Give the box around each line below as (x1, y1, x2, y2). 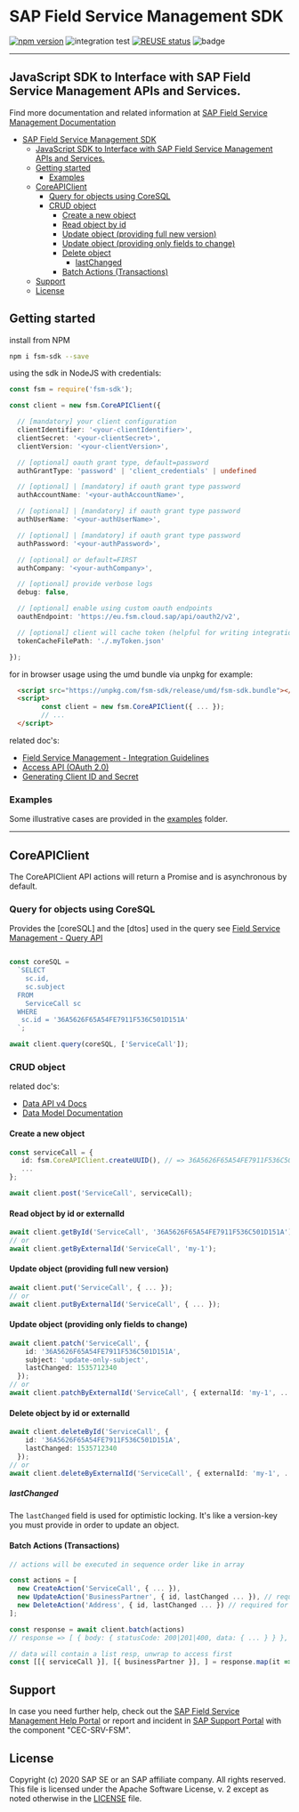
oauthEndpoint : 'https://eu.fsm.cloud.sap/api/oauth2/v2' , (17, 612, 241, 622)
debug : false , (17, 588, 69, 597)
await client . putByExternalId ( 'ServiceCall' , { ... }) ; (9, 1300, 221, 1309)
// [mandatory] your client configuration (17, 417, 177, 426)
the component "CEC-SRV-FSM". (9, 1725, 132, 1735)
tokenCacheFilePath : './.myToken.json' (17, 636, 166, 646)
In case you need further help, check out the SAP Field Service (9, 1706, 240, 1717)
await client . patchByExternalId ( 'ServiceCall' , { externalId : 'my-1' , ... (9, 1389, 293, 1397)
